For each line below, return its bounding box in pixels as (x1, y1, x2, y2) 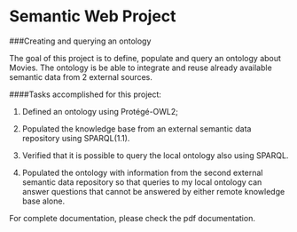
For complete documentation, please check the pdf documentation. (9, 212, 255, 223)
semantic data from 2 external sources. (9, 71, 153, 82)
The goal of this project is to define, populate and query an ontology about (9, 52, 282, 63)
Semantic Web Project (9, 6, 176, 27)
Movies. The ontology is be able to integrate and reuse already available (9, 62, 272, 73)
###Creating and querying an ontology (9, 36, 152, 46)
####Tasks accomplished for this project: (9, 89, 162, 100)
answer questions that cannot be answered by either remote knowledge (21, 186, 285, 196)
